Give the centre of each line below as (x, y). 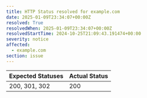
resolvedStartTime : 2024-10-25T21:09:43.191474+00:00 (74, 34)
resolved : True (25, 23)
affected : (18, 45)
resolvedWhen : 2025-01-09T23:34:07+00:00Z (59, 28)
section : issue (25, 56)
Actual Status (88, 76)
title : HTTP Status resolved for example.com (63, 12)
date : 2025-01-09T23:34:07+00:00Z (49, 17)
